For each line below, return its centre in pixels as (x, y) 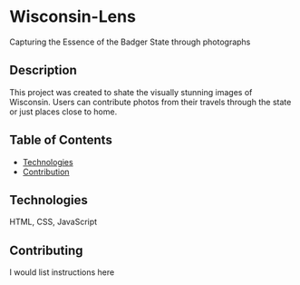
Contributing (46, 250)
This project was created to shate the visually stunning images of (131, 92)
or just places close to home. (63, 112)
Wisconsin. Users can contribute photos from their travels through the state (150, 102)
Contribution (46, 172)
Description (43, 70)
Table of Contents (61, 140)
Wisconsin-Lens (73, 17)
